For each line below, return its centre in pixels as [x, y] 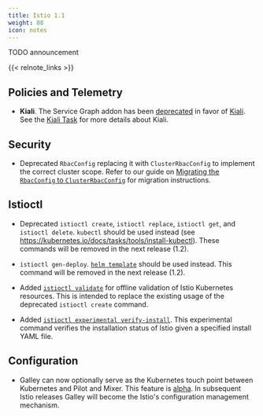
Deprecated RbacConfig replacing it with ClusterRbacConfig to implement [137, 163]
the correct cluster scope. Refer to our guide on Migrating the [119, 171]
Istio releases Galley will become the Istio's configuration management [134, 396]
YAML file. [36, 336]
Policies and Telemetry [66, 92]
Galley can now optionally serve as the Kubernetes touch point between [136, 380]
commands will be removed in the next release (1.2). [104, 248]
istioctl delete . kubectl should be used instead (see [107, 232]
